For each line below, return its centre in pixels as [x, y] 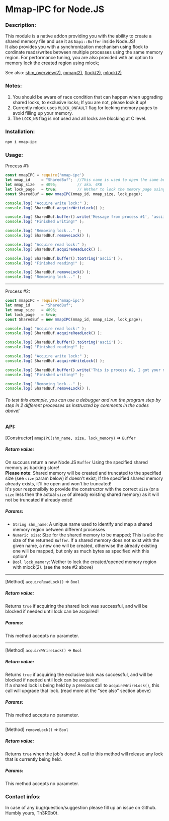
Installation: [20, 131]
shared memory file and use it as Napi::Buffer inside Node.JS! [70, 41]
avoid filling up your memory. [43, 113]
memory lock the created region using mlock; [52, 63]
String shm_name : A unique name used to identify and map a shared [82, 524]
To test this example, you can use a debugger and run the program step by [83, 400]
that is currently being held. [34, 759]
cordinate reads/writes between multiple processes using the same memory [84, 52]
